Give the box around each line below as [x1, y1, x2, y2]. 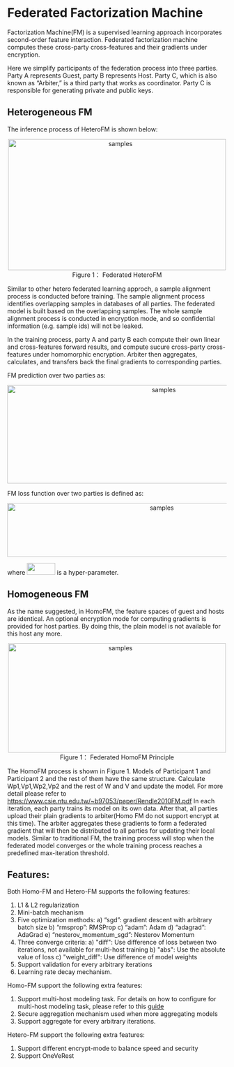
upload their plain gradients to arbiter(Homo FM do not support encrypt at [7, 811, 219, 819]
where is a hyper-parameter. [7, 568, 119, 576]
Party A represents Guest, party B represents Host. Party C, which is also [7, 71, 217, 80]
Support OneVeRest [17, 1052, 75, 1060]
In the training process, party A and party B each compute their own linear [7, 335, 221, 343]
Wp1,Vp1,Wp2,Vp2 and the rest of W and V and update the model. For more [7, 782, 224, 790]
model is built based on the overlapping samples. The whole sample [7, 306, 203, 315]
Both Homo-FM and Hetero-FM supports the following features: [7, 887, 190, 896]
